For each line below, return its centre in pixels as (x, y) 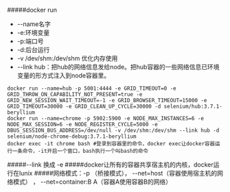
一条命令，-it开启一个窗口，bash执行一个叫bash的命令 (80, 151)
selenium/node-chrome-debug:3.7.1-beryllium (72, 136)
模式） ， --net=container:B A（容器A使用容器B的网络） (92, 182)
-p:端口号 (30, 41)
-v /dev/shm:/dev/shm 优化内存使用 (67, 58)
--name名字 (34, 24)
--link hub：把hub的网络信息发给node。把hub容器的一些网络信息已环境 (118, 67)
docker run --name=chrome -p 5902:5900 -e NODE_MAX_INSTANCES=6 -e (106, 119)
